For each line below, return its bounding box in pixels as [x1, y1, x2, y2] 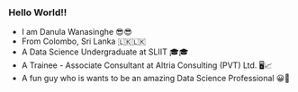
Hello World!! [8, 6, 68, 19]
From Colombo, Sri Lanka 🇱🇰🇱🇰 [21, 36, 146, 46]
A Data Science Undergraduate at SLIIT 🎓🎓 [21, 46, 189, 57]
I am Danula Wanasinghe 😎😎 [21, 27, 132, 38]
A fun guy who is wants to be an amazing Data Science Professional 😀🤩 [21, 73, 290, 84]
